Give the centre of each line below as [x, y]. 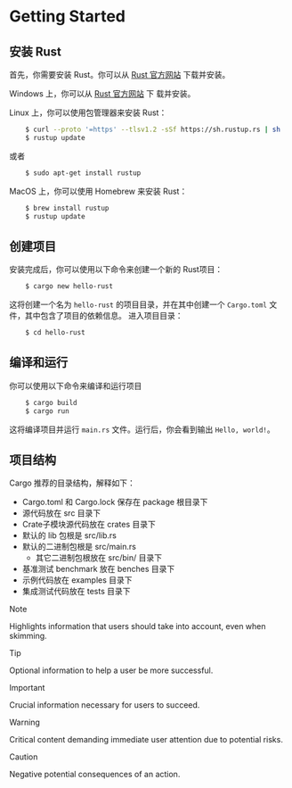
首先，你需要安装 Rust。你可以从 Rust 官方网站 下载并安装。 [120, 75]
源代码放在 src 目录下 [61, 513]
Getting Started [68, 17]
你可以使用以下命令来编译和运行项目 [76, 386]
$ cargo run [47, 411]
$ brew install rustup [67, 208]
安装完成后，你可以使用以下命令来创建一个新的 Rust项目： [116, 270]
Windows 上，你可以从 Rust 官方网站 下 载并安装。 [102, 94]
